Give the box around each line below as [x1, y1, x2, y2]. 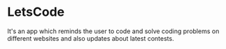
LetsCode [7, 4, 65, 20]
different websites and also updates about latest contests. [7, 34, 174, 42]
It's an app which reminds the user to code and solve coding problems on [7, 27, 220, 35]
